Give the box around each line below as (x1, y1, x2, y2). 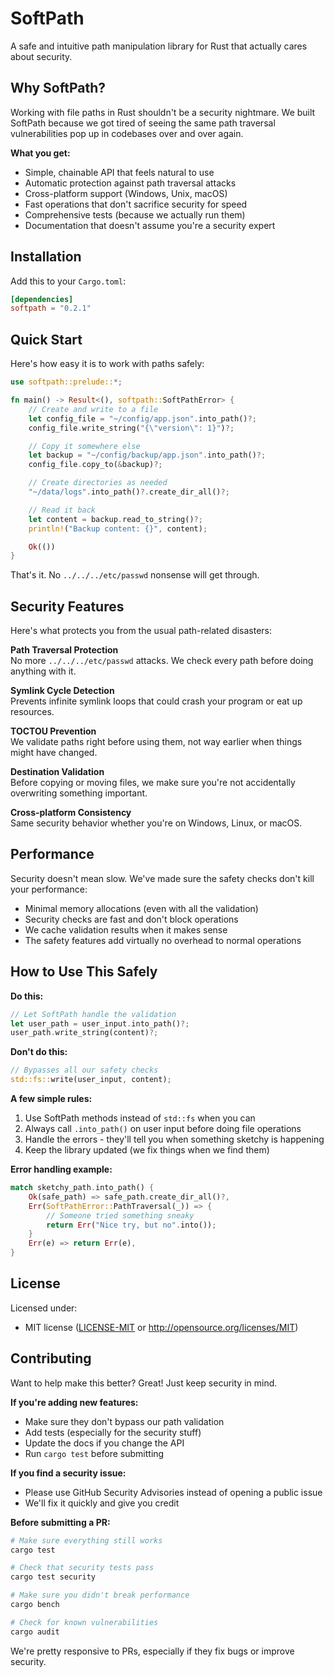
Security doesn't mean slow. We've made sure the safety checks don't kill (10, 872, 315, 884)
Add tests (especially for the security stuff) (24, 1426, 202, 1438)
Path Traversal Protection (10, 644, 119, 656)
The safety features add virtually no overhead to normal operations (24, 934, 302, 946)
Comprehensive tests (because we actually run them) (24, 208, 246, 221)
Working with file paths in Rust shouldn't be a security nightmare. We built (10, 106, 316, 118)
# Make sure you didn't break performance (10, 1590, 190, 1601)
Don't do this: (10, 1046, 68, 1058)
